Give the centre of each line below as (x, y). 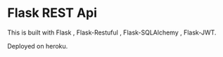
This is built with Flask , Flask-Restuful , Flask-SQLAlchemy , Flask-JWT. (112, 32)
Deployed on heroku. (38, 46)
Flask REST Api (52, 13)
